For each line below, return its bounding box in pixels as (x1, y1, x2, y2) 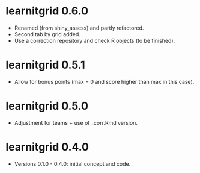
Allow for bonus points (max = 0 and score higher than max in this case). (14, 78, 195, 85)
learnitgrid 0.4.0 (5, 140, 89, 154)
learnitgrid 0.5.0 (5, 99, 88, 113)
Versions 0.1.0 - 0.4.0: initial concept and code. (14, 160, 131, 167)
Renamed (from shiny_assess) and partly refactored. (14, 24, 144, 31)
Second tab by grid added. (14, 30, 80, 37)
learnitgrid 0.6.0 (5, 4, 88, 18)
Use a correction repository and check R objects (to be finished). (14, 37, 175, 44)
